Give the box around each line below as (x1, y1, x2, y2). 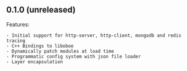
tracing (6, 37, 26, 44)
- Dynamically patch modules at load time (6, 48, 114, 54)
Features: (6, 20, 30, 28)
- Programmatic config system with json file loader (6, 54, 141, 60)
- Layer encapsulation (6, 58, 63, 65)
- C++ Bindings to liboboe (6, 43, 74, 49)
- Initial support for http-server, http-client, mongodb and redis (6, 32, 182, 39)
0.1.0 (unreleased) (6, 5, 76, 15)
